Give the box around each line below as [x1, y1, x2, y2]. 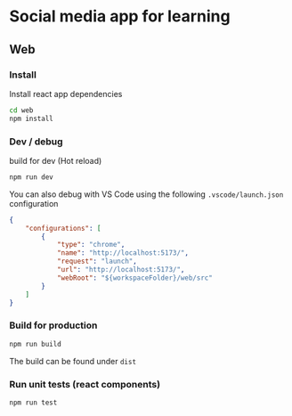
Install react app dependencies [9, 88, 123, 99]
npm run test [9, 398, 58, 407]
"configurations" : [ [25, 224, 101, 232]
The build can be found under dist [9, 355, 136, 366]
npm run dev [9, 172, 53, 182]
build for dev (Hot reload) [9, 155, 102, 166]
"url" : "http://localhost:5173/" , [56, 265, 185, 274]
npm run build [9, 339, 62, 348]
